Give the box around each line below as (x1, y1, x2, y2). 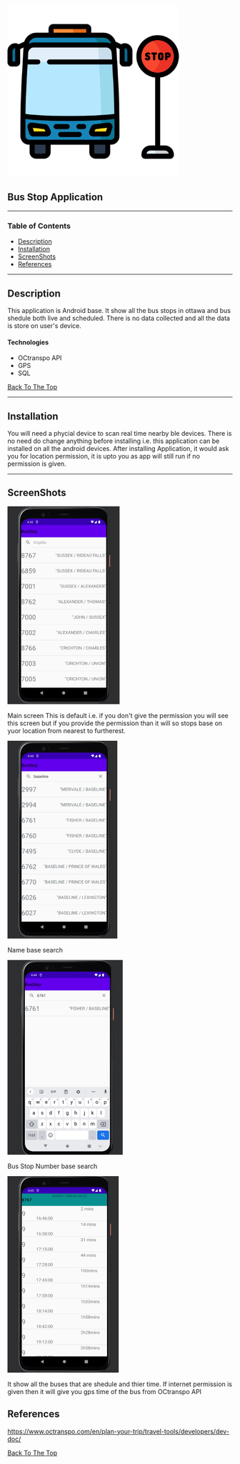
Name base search (7, 945, 63, 954)
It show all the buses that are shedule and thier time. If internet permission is (7, 1380, 233, 1388)
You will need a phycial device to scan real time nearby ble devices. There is (7, 429, 232, 437)
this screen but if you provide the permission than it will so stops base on (7, 719, 223, 727)
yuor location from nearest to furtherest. (7, 726, 126, 735)
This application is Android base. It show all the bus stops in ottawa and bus (7, 306, 231, 314)
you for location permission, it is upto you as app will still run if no (7, 452, 200, 460)
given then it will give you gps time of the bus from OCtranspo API (7, 1387, 202, 1395)
